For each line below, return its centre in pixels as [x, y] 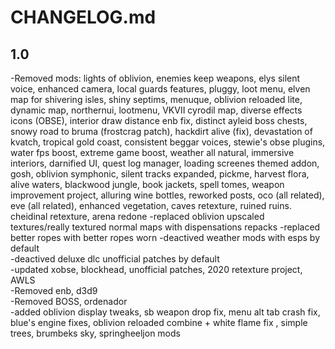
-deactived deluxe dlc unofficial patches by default [115, 259]
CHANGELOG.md [83, 17]
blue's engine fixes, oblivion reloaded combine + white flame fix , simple [159, 322]
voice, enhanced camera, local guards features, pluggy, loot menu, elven [160, 89]
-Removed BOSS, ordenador [69, 301]
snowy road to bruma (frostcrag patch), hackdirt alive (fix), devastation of [161, 131]
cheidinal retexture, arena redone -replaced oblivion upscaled [137, 216]
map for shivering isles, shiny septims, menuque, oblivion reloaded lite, [156, 99]
